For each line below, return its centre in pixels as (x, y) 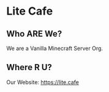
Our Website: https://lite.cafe (43, 82)
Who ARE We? (34, 34)
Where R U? (29, 67)
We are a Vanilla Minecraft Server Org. (55, 48)
